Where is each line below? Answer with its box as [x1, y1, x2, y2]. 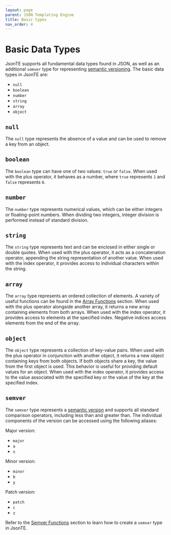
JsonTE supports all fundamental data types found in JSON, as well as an [5, 61, 160, 67]
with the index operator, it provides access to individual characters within [5, 260, 159, 266]
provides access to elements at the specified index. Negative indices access [5, 315, 166, 321]
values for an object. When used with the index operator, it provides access [5, 369, 164, 375]
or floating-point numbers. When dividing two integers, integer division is [5, 212, 159, 218]
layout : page [5, 7, 33, 13]
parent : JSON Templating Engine [5, 12, 74, 17]
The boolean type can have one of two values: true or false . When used [5, 168, 157, 174]
